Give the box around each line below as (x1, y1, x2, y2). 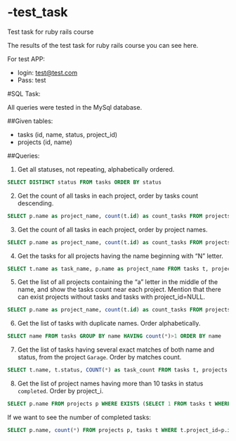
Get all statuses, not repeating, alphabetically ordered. (17, 165, 175, 173)
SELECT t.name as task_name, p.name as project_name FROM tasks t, (7, 265, 209, 272)
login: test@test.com (17, 68, 78, 77)
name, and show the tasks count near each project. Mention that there (17, 286, 221, 294)
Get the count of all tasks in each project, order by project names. (17, 225, 208, 234)
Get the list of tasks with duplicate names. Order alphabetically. (17, 319, 201, 328)
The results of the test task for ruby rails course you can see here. (7, 41, 199, 49)
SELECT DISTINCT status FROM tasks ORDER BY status (7, 179, 162, 186)
